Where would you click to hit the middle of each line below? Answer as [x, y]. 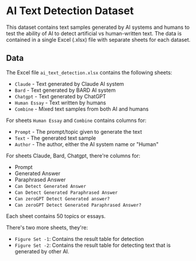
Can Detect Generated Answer [50, 186]
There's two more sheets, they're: [47, 227]
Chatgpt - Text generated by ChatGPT [60, 96]
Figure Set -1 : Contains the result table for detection [79, 239]
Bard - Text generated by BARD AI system [65, 90]
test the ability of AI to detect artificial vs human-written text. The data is [94, 33]
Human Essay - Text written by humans [60, 103]
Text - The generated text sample [55, 138]
